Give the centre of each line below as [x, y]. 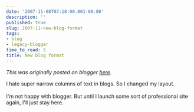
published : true [26, 22]
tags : [13, 34]
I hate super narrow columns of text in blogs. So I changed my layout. [91, 84]
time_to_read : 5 [26, 50]
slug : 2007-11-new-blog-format [45, 28]
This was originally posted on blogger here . [59, 72]
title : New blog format [35, 55]
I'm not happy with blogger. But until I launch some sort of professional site [97, 96]
